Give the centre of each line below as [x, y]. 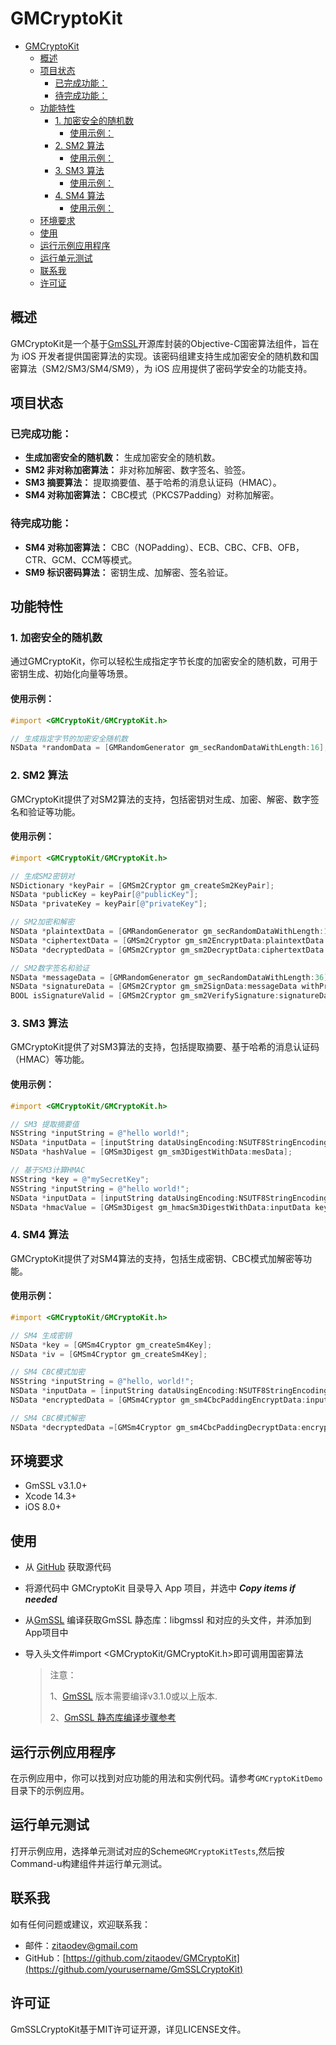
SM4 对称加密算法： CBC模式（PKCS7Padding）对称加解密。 [152, 495]
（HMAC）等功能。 [50, 1059]
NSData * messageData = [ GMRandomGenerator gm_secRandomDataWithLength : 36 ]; [171, 977]
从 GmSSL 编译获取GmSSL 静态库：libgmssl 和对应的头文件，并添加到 [168, 1620]
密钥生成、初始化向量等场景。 [71, 674]
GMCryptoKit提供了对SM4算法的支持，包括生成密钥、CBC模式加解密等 [156, 1258]
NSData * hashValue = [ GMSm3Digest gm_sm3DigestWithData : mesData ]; [151, 1152]
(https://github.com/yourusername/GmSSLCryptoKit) [134, 1969]
